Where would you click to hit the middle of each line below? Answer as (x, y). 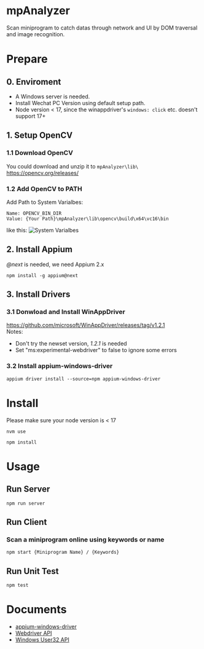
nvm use (16, 431)
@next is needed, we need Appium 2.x (55, 264)
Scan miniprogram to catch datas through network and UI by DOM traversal (102, 28)
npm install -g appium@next (42, 275)
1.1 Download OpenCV (40, 153)
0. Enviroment (34, 81)
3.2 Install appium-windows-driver (60, 366)
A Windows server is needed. (53, 96)
